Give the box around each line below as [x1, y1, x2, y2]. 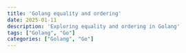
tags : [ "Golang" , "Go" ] [7, 29, 76, 36]
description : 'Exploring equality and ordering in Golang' [7, 23, 180, 30]
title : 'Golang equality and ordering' [7, 10, 122, 17]
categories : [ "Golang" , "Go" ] [7, 36, 94, 43]
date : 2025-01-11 [7, 17, 57, 23]
